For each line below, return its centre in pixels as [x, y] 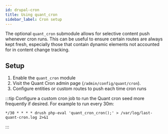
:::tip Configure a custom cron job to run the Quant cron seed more [75, 99]
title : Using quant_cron [31, 15]
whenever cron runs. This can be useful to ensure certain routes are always [84, 39]
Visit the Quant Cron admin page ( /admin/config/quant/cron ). [77, 83]
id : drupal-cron [22, 10]
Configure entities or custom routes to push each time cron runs [79, 88]
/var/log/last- [137, 113]
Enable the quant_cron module [44, 78]
